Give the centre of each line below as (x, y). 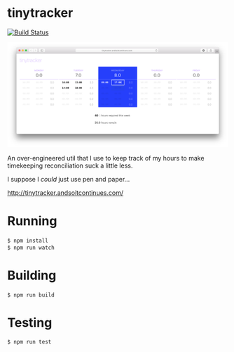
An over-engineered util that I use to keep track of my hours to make (106, 158)
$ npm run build (31, 295)
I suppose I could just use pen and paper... (69, 179)
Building (32, 275)
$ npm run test (29, 342)
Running (32, 221)
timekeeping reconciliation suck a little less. (70, 165)
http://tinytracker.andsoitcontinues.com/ (66, 192)
